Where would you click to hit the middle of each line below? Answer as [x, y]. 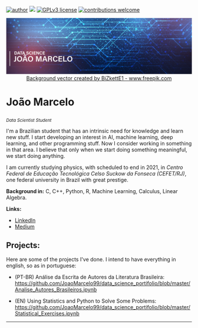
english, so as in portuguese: [41, 266]
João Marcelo [40, 102]
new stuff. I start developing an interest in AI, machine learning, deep [90, 137]
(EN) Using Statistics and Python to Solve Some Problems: [85, 301]
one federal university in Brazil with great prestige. [67, 180]
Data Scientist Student [29, 120]
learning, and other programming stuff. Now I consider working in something [99, 144]
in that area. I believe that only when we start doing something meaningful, [97, 150]
